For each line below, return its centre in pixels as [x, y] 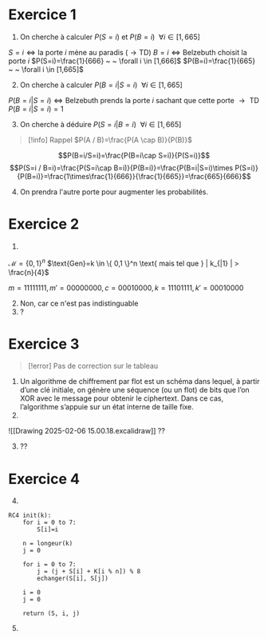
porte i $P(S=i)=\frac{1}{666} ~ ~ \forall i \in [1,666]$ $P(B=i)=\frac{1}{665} [132, 61]
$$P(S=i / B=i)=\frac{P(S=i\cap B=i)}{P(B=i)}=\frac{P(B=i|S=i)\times [121, 168]
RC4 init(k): [30, 516]
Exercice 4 [44, 479]
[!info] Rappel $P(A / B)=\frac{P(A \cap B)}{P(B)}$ [110, 140]
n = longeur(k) [48, 544]
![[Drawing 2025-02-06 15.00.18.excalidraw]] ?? [87, 431]
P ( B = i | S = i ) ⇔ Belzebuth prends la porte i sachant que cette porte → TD [134, 100]
